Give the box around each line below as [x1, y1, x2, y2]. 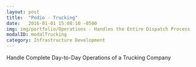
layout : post [6, 9, 40, 15]
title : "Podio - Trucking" [6, 15, 78, 21]
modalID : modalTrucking [6, 32, 67, 38]
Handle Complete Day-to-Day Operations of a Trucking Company [6, 54, 171, 61]
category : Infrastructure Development [6, 37, 105, 43]
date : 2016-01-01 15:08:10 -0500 [6, 20, 97, 26]
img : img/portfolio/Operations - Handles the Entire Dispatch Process [6, 26, 190, 32]
